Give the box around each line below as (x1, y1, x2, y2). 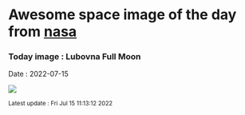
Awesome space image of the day (8, 6, 237, 24)
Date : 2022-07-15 (8, 69, 69, 79)
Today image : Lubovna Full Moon (8, 51, 141, 62)
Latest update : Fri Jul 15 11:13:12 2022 (8, 100, 113, 108)
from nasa (8, 22, 77, 41)
